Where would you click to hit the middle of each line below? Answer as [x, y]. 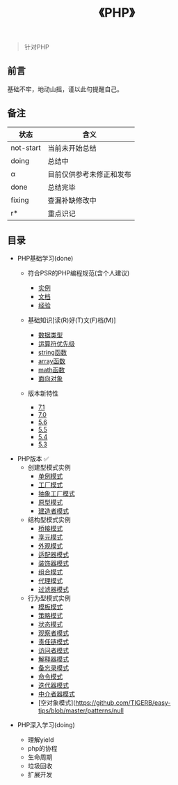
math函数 [51, 370]
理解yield [41, 740]
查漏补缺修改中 [72, 200]
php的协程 [42, 749]
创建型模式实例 [49, 468]
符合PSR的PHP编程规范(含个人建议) [79, 273]
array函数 [52, 361]
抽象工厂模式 [56, 494]
